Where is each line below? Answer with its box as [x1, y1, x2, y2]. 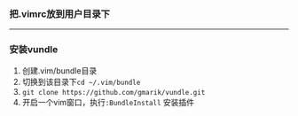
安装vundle [9, 43, 59, 56]
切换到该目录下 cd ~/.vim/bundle [21, 76, 141, 87]
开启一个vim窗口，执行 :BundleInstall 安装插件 [21, 97, 195, 107]
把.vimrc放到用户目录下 [9, 7, 111, 19]
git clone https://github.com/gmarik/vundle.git [21, 88, 206, 97]
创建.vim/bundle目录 [21, 65, 98, 76]
